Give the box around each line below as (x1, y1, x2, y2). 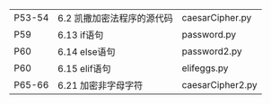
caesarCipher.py (181, 12, 252, 23)
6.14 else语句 (57, 46, 116, 57)
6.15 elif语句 (57, 63, 111, 74)
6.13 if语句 (57, 29, 104, 41)
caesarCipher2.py (181, 79, 258, 91)
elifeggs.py (181, 62, 229, 74)
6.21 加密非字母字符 (57, 80, 144, 91)
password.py (181, 29, 237, 40)
